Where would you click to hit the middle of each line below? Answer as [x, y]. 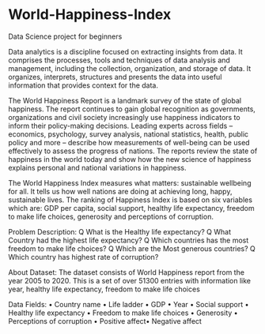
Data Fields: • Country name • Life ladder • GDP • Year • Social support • [129, 304]
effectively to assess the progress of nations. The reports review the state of [133, 151]
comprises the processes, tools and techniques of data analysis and [119, 60]
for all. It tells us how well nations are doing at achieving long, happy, [120, 191]
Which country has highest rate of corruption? [83, 257]
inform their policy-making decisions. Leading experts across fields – [121, 126]
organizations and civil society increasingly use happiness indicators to [124, 117]
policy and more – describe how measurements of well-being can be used [129, 142]
